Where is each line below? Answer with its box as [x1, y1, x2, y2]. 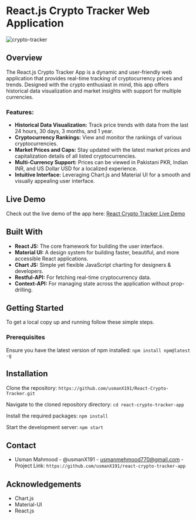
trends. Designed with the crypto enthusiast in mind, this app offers [6, 81, 169, 88]
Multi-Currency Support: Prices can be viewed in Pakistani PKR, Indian [14, 159, 188, 166]
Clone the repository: [6, 384, 58, 391]
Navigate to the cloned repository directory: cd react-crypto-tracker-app [6, 400, 184, 408]
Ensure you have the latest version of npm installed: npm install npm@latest [6, 346, 191, 354]
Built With [6, 227, 43, 237]
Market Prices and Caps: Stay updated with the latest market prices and [14, 147, 191, 154]
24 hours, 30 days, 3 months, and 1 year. [14, 128, 113, 135]
